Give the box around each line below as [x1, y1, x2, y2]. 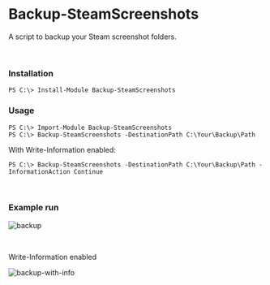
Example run [8, 202, 59, 214]
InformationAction [8, 167, 71, 175]
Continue [73, 167, 104, 175]
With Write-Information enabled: [8, 145, 116, 154]
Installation [8, 67, 54, 79]
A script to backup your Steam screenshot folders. [8, 32, 177, 41]
